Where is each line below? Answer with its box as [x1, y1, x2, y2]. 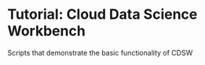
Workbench [7, 22, 86, 40]
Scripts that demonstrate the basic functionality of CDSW [7, 48, 193, 57]
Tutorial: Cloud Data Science [7, 5, 198, 23]
